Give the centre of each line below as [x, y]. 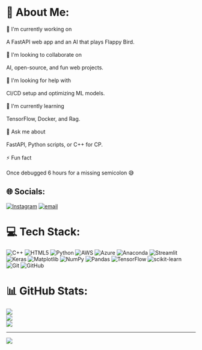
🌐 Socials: [26, 192]
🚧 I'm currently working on [39, 29]
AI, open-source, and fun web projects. [55, 67]
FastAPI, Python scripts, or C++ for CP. [55, 144]
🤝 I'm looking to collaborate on [44, 54]
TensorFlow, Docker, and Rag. [43, 119]
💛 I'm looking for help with [38, 80]
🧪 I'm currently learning [35, 106]
